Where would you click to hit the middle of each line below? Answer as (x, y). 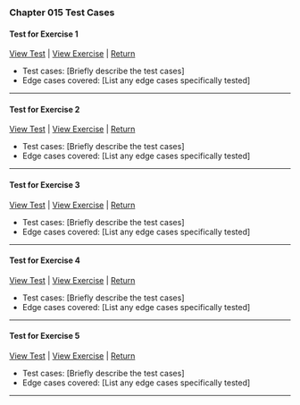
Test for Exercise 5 (45, 336)
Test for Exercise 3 (45, 184)
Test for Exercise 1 (44, 34)
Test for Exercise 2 (45, 109)
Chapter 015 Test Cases (62, 13)
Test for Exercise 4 (45, 260)
